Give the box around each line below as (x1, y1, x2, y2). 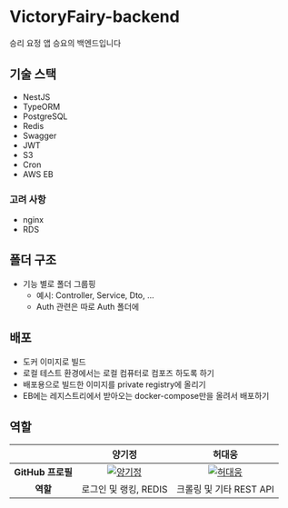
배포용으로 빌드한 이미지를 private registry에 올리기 (22, 379, 206, 390)
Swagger (22, 130, 57, 141)
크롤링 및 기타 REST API (176, 483, 274, 496)
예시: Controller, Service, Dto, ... (35, 289, 154, 301)
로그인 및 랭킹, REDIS (81, 483, 168, 496)
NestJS (22, 91, 51, 102)
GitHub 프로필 (14, 466, 73, 479)
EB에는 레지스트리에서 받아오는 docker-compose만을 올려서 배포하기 (22, 390, 270, 401)
